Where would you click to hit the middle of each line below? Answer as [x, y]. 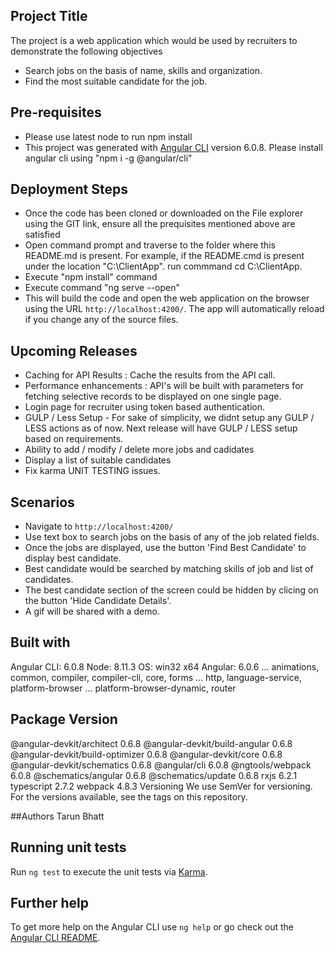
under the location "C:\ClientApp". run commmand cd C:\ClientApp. [163, 266]
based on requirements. [74, 439]
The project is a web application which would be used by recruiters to [154, 40]
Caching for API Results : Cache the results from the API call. [150, 375]
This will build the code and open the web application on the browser [167, 298]
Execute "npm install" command [91, 277]
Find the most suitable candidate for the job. [116, 81]
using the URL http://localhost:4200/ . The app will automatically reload [174, 309]
